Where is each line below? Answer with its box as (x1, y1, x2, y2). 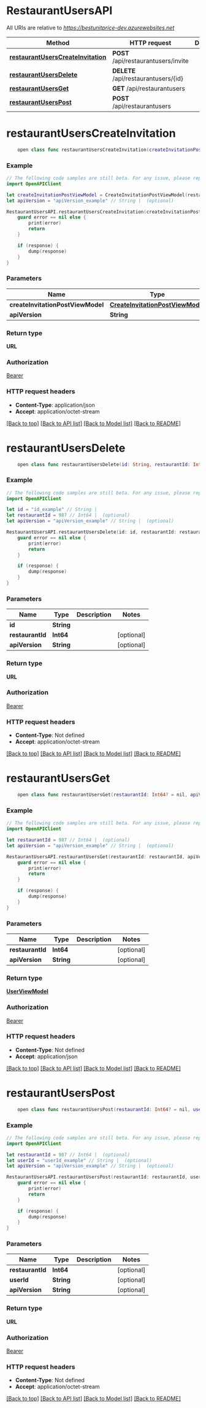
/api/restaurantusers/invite (112, 56, 189, 65)
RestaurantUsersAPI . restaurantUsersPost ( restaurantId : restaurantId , (6, 1174, 188, 1180)
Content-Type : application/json (15, 401, 95, 409)
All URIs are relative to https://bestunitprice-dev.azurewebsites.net (6, 24, 175, 31)
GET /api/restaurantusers (112, 84, 185, 93)
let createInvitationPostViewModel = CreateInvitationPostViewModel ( (6, 191, 188, 198)
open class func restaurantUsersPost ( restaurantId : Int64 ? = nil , (17, 1106, 191, 1112)
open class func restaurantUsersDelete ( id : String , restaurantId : (17, 461, 191, 467)
